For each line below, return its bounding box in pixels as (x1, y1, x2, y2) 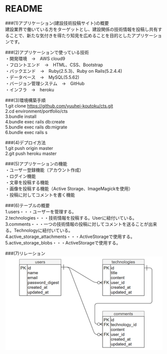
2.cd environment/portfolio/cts (5, 108, 68, 114)
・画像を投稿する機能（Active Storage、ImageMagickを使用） (5, 185, 133, 192)
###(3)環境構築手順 (5, 97, 46, 103)
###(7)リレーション (5, 250, 46, 256)
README (5, 3, 43, 14)
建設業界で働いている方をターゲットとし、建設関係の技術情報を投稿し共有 (5, 26, 158, 32)
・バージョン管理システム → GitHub (5, 80, 85, 86)
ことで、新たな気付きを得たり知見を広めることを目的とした (9, 32, 132, 38)
